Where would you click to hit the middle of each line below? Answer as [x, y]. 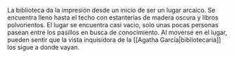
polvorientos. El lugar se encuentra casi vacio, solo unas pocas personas [113, 25]
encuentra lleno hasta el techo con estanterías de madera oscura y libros [113, 17]
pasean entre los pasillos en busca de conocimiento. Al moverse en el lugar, [117, 32]
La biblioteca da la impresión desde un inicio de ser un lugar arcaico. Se [111, 10]
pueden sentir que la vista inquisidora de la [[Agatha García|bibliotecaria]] [114, 40]
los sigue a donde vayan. [43, 47]
